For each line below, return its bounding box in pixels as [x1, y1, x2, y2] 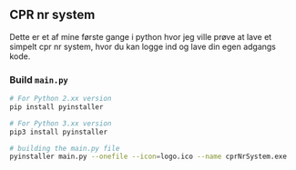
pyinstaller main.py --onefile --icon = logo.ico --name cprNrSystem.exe [9, 152, 287, 162]
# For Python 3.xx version [9, 118, 112, 128]
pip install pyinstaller [9, 102, 104, 112]
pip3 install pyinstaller [9, 127, 107, 136]
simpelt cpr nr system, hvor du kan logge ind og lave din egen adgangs [9, 41, 276, 52]
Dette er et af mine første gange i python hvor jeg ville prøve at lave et [9, 31, 272, 42]
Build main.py [9, 73, 68, 85]
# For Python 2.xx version [9, 95, 112, 104]
